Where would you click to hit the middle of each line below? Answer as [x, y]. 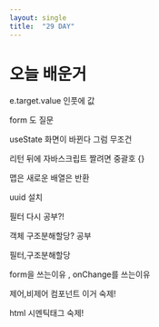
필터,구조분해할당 [40, 255]
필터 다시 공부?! [37, 217]
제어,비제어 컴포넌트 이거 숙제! [63, 294]
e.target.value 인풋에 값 [52, 101]
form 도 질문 [32, 120]
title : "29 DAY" [42, 26]
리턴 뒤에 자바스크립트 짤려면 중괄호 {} [77, 159]
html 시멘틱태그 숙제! [47, 313]
